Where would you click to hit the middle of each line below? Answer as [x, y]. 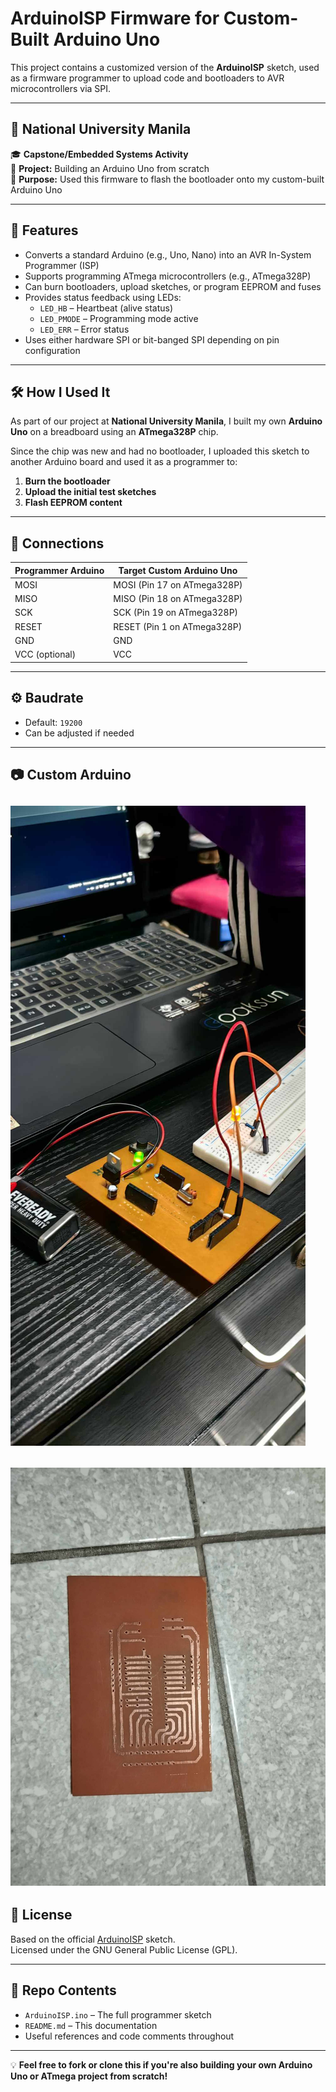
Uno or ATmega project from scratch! [89, 2076]
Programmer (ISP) [62, 265]
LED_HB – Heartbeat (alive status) [106, 308]
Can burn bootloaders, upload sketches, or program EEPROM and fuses [173, 286]
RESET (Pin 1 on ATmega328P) [178, 626]
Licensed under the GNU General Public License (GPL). [124, 1949]
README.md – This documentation [91, 2025]
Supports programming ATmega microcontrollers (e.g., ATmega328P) [168, 276]
